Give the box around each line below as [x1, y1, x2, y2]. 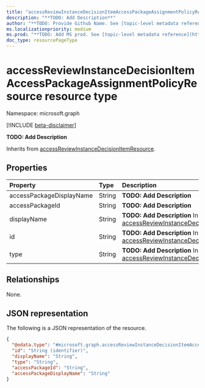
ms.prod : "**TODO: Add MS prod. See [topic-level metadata [6, 32, 160, 38]
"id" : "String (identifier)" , [12, 348, 88, 354]
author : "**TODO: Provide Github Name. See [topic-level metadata [6, 20, 179, 26]
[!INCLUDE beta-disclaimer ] [6, 121, 76, 129]
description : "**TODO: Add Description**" [6, 15, 116, 21]
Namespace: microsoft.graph [6, 109, 80, 117]
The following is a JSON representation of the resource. [6, 325, 146, 332]
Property [9, 181, 36, 189]
